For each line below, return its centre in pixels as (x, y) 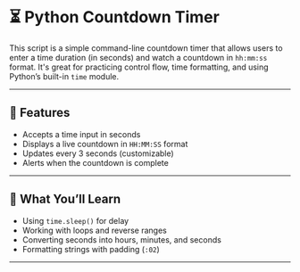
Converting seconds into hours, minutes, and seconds (121, 239)
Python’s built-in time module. (64, 76)
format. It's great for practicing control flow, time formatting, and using (139, 67)
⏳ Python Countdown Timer (115, 17)
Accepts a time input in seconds (81, 134)
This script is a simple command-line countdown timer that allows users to (146, 48)
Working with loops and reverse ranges (94, 230)
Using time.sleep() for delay (75, 220)
